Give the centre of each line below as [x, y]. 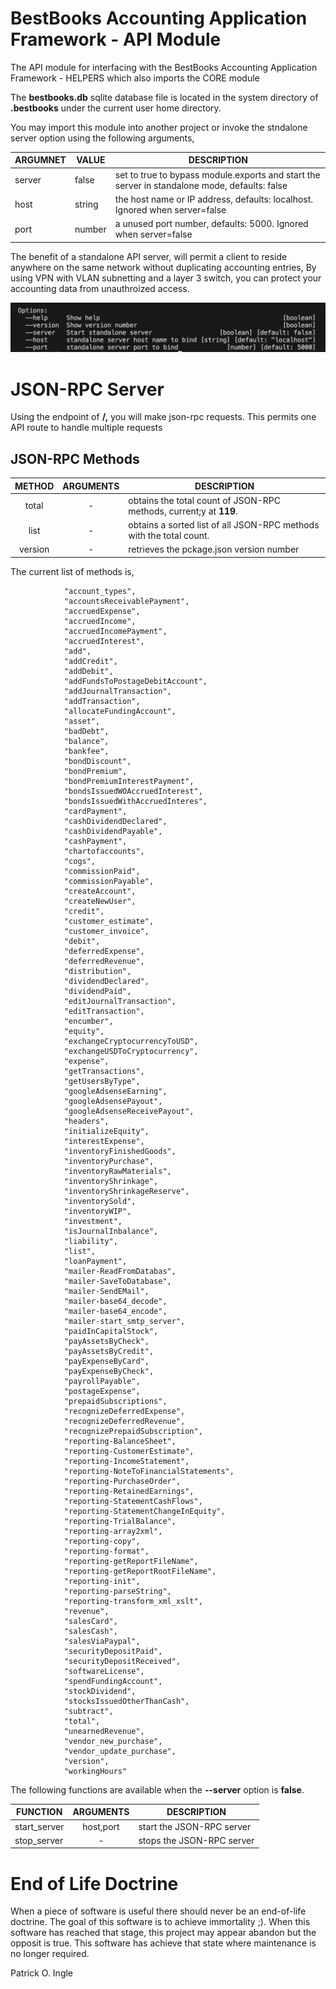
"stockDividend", [100, 1691]
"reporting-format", [106, 1551]
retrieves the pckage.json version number [214, 549]
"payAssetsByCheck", [106, 1341]
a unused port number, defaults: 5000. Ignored [211, 224]
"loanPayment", [95, 1261]
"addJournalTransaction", [117, 691]
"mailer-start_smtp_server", [124, 1321]
